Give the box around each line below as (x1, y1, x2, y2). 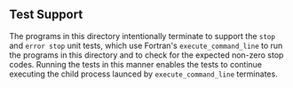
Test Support (9, 7, 83, 22)
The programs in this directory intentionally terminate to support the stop (9, 30, 275, 41)
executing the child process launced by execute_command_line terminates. (9, 68, 278, 79)
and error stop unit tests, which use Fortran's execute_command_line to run (9, 40, 283, 51)
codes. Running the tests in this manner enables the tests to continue (9, 59, 263, 69)
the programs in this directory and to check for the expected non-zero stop (9, 49, 284, 60)
